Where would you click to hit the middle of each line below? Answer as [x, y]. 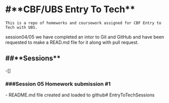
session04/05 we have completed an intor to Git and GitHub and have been [85, 37]
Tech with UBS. [22, 27]
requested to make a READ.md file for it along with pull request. [72, 42]
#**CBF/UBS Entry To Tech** [70, 9]
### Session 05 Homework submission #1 [58, 84]
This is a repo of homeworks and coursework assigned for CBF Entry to [83, 23]
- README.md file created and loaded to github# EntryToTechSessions [80, 95]
